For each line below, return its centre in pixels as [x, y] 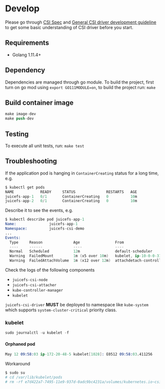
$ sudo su [15, 373]
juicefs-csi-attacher [34, 285]
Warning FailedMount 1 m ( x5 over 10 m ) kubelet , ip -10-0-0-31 [85, 256]
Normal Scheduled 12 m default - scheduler [81, 251]
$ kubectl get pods [25, 187]
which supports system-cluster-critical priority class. [61, 310]
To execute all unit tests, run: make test [45, 146]
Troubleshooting [31, 161]
